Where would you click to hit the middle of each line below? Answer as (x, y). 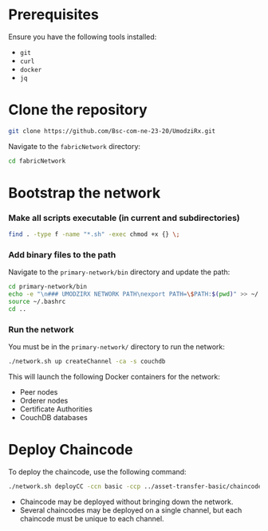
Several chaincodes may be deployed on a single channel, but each (131, 510)
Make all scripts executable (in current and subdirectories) (124, 218)
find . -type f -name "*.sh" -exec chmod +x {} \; (94, 234)
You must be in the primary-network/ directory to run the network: (117, 347)
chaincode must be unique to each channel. (92, 518)
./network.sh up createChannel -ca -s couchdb (87, 362)
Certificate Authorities (56, 409)
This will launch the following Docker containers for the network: (114, 376)
